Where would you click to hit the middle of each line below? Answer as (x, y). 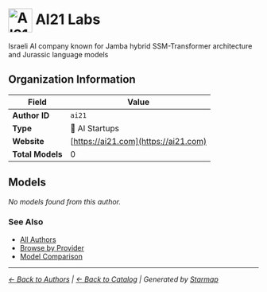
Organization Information (72, 80)
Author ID (31, 115)
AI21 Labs (68, 19)
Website (28, 141)
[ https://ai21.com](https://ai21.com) (139, 141)
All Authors (38, 239)
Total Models (37, 154)
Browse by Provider (52, 247)
